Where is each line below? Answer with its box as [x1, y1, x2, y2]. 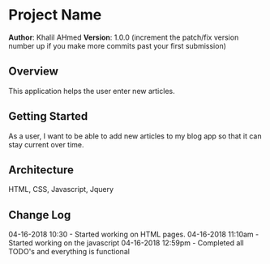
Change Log [8, 208, 71, 222]
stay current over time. [8, 139, 84, 149]
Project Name [8, 6, 102, 24]
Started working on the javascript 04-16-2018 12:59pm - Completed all [8, 238, 245, 248]
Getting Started [8, 109, 88, 123]
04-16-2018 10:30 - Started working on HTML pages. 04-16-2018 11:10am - [8, 229, 259, 240]
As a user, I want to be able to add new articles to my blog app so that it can [8, 131, 262, 141]
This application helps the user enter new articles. [8, 86, 176, 96]
